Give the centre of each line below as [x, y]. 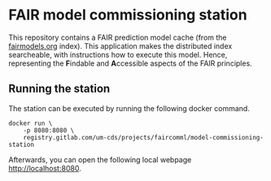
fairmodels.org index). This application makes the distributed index [120, 45]
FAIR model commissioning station [128, 15]
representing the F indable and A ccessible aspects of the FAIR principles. [130, 63]
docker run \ [31, 123]
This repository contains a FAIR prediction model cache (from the [118, 37]
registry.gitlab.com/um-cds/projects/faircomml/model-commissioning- [144, 137]
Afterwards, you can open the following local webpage [100, 159]
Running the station [59, 89]
